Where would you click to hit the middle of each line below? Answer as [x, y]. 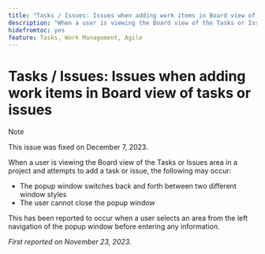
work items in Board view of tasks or [129, 93]
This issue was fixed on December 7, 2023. [78, 148]
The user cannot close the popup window [87, 203]
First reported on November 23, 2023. [70, 242]
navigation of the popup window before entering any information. [114, 226]
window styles [43, 195]
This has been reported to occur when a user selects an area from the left [128, 219]
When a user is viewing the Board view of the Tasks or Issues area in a [123, 162]
